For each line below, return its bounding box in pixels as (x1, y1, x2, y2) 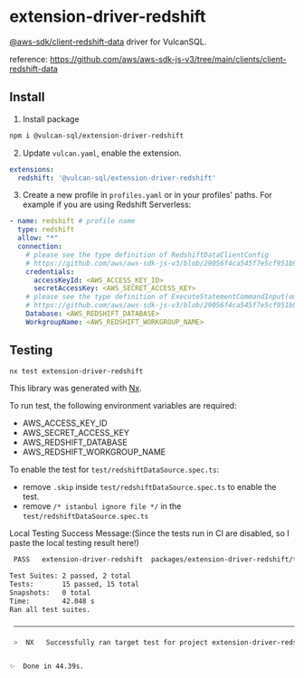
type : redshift (17, 225, 75, 234)
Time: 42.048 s (9, 597, 95, 606)
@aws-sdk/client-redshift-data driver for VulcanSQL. (9, 36, 207, 47)
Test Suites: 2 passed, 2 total (9, 571, 131, 580)
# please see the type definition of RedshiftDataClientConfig (25, 250, 270, 259)
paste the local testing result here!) (9, 538, 140, 549)
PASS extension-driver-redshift (13, 555, 144, 564)
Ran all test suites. (9, 605, 91, 614)
